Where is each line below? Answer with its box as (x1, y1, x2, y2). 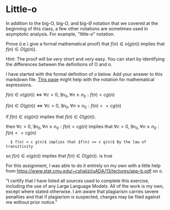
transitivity (6, 144, 33, 149)
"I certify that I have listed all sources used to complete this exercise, (6, 178, 150, 184)
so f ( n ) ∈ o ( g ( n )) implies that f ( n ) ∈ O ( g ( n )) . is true (6, 153, 113, 159)
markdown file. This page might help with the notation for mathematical (6, 76, 155, 82)
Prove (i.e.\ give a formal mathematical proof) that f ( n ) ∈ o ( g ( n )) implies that (6, 40, 165, 46)
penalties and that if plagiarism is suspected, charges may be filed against (6, 194, 161, 200)
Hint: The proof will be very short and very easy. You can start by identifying (6, 56, 165, 62)
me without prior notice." (6, 199, 58, 205)
